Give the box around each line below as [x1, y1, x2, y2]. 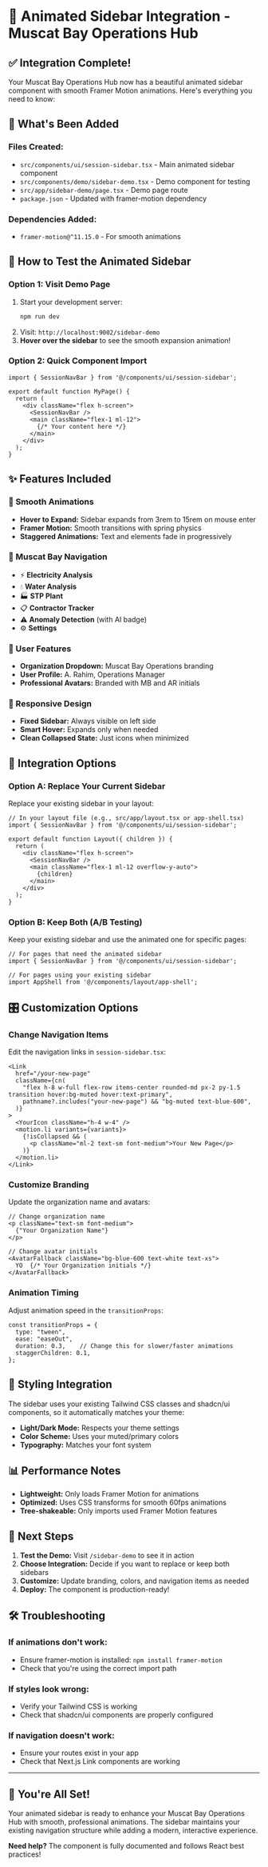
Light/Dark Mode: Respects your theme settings [19, 1423, 179, 1433]
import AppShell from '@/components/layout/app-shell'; [8, 978, 198, 986]
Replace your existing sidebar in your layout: [8, 799, 154, 809]
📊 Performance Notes [8, 1464, 121, 1477]
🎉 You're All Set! [8, 1787, 90, 1801]
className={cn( [15, 1077, 66, 1085]
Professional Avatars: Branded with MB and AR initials [19, 678, 200, 688]
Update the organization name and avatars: [8, 1197, 151, 1207]
